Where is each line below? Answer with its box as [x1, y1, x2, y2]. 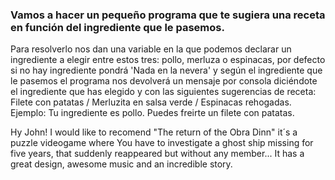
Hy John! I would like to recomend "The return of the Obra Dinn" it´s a [10, 126, 298, 138]
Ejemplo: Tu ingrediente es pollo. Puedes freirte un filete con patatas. [10, 107, 295, 119]
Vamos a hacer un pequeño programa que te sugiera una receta [10, 8, 326, 22]
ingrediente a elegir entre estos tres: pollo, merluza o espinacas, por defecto [10, 54, 326, 66]
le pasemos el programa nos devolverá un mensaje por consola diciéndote [10, 75, 318, 87]
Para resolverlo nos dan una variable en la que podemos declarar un [10, 43, 292, 55]
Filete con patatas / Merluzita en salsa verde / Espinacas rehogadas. [10, 96, 292, 108]
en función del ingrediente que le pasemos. [10, 20, 225, 34]
